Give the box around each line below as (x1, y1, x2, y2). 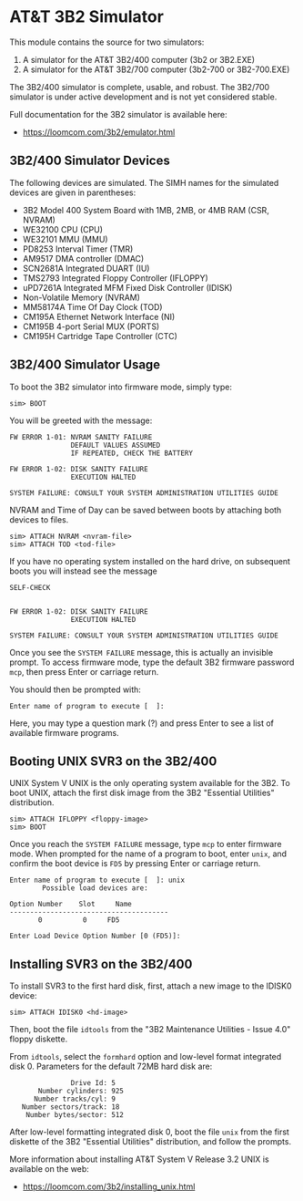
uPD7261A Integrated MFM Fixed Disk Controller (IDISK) (22, 282, 233, 293)
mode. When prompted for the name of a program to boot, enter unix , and (9, 848, 288, 859)
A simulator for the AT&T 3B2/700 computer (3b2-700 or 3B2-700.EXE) (22, 64, 290, 75)
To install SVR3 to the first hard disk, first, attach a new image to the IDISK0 (9, 980, 293, 991)
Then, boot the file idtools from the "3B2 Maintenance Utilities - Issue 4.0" (9, 1024, 291, 1035)
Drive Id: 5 (70, 1079, 116, 1088)
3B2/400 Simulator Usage (9, 357, 161, 373)
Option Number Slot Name (9, 900, 132, 909)
